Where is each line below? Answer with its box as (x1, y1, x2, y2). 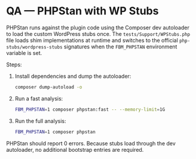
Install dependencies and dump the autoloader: (14, 72, 131, 79)
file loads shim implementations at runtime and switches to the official (6, 36, 178, 44)
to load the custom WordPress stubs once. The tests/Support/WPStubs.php (6, 30, 191, 37)
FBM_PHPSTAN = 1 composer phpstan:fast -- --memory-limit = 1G (14, 106, 166, 112)
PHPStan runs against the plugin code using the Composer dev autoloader (6, 24, 189, 31)
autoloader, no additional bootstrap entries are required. (6, 146, 144, 153)
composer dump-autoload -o (14, 84, 82, 90)
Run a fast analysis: (14, 94, 63, 102)
